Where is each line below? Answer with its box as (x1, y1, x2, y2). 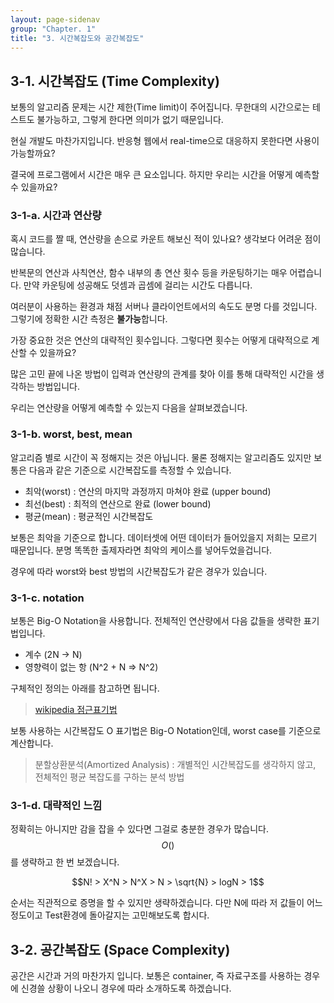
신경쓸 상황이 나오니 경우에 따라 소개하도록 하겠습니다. (20, 982, 232, 995)
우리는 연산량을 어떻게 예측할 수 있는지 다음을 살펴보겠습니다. (10, 402, 248, 414)
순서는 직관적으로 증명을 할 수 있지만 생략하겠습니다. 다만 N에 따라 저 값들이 (10, 897, 305, 909)
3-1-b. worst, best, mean (10, 427, 133, 441)
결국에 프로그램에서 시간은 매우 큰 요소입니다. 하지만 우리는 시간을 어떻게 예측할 (10, 169, 320, 181)
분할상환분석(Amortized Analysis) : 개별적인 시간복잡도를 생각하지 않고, (34, 759, 317, 771)
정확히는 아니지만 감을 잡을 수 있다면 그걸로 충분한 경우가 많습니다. (10, 823, 269, 835)
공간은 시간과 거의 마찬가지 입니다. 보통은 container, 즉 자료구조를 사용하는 (10, 970, 302, 982)
